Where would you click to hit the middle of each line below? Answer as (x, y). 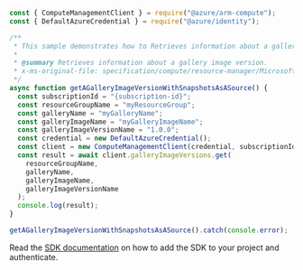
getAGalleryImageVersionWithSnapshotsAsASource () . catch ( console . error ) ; (149, 230)
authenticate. (34, 256)
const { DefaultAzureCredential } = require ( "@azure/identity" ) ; (134, 21)
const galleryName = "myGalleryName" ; (91, 113)
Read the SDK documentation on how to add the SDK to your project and (144, 247)
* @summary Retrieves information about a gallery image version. (141, 63)
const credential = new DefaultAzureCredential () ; (115, 139)
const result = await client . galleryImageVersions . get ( (124, 155)
